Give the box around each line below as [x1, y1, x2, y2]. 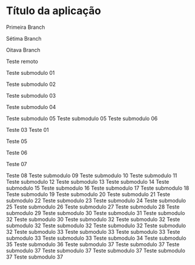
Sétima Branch [6, 35, 42, 42]
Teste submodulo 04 [6, 103, 56, 110]
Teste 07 [6, 160, 28, 167]
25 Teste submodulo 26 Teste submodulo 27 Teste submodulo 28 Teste [6, 203, 180, 210]
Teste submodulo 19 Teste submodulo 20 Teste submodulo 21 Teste [6, 190, 170, 198]
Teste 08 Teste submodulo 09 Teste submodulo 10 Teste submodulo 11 [6, 172, 177, 179]
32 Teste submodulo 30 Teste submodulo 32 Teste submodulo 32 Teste [6, 216, 180, 223]
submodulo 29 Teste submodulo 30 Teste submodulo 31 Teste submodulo [6, 209, 185, 216]
